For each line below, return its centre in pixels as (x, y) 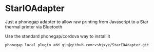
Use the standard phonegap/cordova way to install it (58, 36)
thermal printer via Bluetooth (34, 26)
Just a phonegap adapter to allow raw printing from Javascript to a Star (77, 22)
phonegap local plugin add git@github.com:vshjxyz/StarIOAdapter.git (77, 45)
